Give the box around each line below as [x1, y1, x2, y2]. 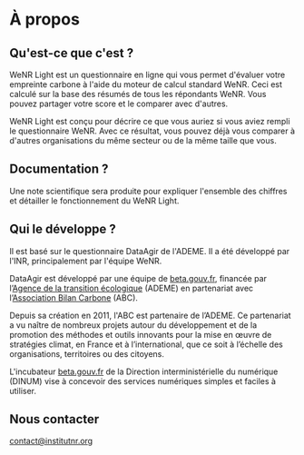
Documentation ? [9, 162, 109, 177]
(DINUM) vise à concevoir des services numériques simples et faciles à [9, 375, 277, 386]
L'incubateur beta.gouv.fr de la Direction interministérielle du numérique [9, 366, 279, 377]
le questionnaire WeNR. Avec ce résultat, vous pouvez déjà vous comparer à [9, 125, 296, 136]
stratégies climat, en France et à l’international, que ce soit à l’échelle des [9, 339, 283, 350]
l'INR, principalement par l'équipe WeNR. [9, 255, 162, 266]
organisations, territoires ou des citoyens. [9, 348, 165, 359]
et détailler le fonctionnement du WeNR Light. [9, 195, 180, 206]
